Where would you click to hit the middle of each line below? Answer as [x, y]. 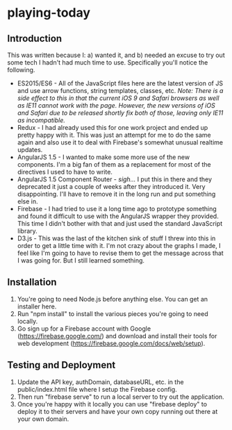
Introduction [35, 39]
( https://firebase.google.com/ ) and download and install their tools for [117, 336]
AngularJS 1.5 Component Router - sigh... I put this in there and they [115, 179]
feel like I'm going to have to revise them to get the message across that [120, 253]
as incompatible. [41, 120]
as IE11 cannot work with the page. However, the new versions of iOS [116, 105]
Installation [32, 282]
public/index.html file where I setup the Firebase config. [97, 389]
